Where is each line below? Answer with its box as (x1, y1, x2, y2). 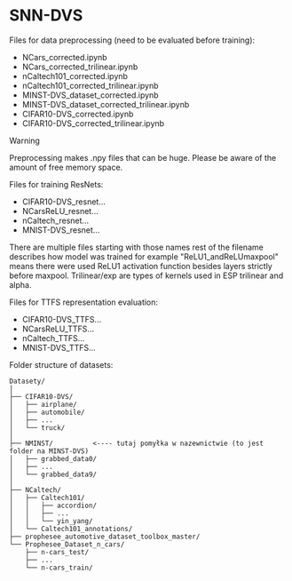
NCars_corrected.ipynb (21, 52, 108, 62)
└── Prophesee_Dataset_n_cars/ (9, 539, 125, 549)
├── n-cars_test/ (25, 547, 90, 556)
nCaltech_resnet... (21, 215, 90, 226)
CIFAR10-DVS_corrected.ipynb (21, 108, 134, 119)
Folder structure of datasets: (9, 359, 114, 370)
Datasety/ (9, 377, 46, 386)
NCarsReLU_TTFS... (21, 323, 95, 334)
